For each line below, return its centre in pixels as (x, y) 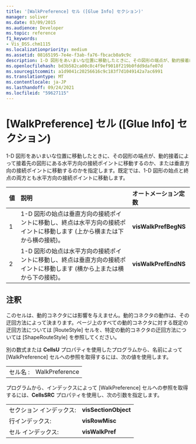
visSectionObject (106, 409)
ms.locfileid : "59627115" (37, 93)
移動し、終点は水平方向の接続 (79, 222)
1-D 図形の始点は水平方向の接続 (65, 251)
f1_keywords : (22, 39)
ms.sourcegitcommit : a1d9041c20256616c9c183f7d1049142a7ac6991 (85, 71)
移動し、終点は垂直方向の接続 (79, 260)
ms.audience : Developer (35, 28)
